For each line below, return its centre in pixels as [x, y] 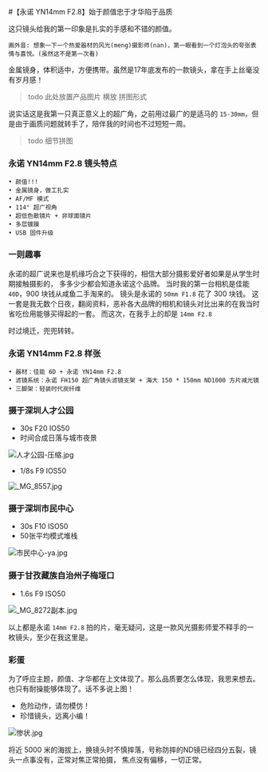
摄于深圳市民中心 [41, 509]
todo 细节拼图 [50, 141]
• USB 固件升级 [31, 233]
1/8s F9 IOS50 [43, 471]
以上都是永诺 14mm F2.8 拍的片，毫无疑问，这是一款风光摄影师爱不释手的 [128, 627]
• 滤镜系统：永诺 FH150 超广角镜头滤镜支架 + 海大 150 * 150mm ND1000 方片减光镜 [134, 380]
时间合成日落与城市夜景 [58, 438]
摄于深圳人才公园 [41, 410]
